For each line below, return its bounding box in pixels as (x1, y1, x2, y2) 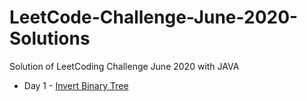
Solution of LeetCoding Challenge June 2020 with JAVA (9, 60, 240, 72)
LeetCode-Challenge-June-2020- (9, 6, 299, 29)
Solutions (9, 27, 91, 50)
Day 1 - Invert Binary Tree (23, 79, 129, 91)
